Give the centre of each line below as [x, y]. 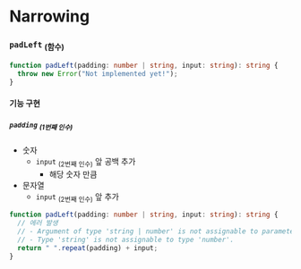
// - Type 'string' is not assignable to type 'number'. [126, 240]
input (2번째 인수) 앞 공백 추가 [86, 162]
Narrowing [50, 17]
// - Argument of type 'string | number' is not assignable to [138, 231]
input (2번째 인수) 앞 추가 [77, 197]
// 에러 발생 [38, 223]
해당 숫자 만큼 [73, 174]
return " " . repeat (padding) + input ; [88, 248]
